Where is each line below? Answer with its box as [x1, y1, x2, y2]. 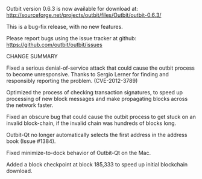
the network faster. [6, 102, 54, 109]
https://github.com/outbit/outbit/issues [6, 41, 103, 48]
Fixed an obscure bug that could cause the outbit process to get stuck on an [6, 114, 196, 120]
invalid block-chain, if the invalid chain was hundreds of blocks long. [6, 120, 177, 127]
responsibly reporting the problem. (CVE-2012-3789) [6, 77, 138, 84]
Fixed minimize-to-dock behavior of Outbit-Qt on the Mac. [6, 150, 151, 156]
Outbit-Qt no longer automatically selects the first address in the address [6, 132, 188, 138]
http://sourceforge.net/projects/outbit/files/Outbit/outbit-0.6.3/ [6, 11, 162, 19]
